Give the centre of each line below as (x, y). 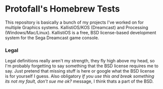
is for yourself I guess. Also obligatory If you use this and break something (80, 76)
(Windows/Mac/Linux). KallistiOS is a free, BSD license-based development (81, 32)
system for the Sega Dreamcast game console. (52, 38)
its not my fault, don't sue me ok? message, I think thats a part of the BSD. (79, 81)
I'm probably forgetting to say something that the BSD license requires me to (82, 66)
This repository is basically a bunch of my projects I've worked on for (74, 22)
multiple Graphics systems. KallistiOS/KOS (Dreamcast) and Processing (77, 27)
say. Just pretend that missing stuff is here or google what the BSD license (80, 71)
